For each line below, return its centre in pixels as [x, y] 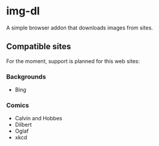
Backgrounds [26, 76]
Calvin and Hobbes [38, 118]
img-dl [23, 11]
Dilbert [23, 125]
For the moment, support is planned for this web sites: [73, 61]
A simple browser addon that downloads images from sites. [79, 28]
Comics [18, 105]
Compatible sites [39, 47]
